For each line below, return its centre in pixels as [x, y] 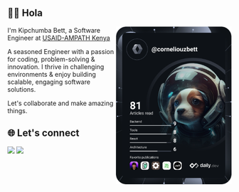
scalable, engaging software [49, 82]
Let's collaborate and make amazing [60, 103]
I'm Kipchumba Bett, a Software [54, 30]
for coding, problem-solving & [51, 59]
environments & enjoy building [52, 74]
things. [17, 110]
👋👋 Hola [25, 13]
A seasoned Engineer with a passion [61, 51]
